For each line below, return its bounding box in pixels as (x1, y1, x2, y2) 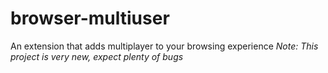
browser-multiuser (10, 7, 170, 30)
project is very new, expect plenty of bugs (10, 50, 184, 62)
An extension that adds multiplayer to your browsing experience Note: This (10, 40, 319, 52)
